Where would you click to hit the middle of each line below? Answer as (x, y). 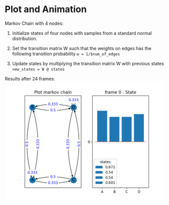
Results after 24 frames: (30, 78)
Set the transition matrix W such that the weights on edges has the (82, 48)
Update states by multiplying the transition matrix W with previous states (88, 63)
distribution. (25, 38)
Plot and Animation (46, 9)
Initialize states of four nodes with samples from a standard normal (82, 33)
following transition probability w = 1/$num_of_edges (66, 54)
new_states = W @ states (38, 69)
